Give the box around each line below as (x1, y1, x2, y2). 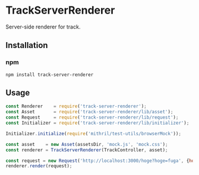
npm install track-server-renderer (5, 72, 94, 78)
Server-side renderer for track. (5, 23, 81, 30)
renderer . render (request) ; (5, 163, 72, 169)
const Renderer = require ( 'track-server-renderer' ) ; (5, 103, 147, 110)
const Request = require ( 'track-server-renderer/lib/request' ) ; (5, 114, 179, 120)
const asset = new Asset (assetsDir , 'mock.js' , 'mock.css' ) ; (5, 141, 168, 147)
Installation (5, 40, 48, 50)
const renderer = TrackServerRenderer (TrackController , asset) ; (5, 147, 168, 153)
